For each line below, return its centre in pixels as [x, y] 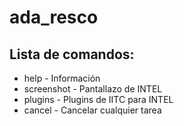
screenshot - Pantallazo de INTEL [93, 89]
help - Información [62, 78]
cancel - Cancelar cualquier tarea [92, 110]
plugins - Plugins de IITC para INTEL [98, 99]
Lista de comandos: [72, 54]
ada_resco [54, 17]
